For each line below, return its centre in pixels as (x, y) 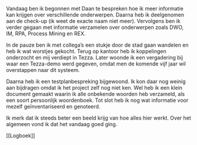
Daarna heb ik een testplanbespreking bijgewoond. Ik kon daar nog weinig (96, 81)
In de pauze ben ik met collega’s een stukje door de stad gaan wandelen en (98, 45)
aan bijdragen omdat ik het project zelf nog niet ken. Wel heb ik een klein (94, 88)
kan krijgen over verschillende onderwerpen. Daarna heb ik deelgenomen (95, 15)
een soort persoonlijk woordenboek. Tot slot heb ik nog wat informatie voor (97, 100)
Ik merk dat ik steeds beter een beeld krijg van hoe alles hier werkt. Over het (98, 118)
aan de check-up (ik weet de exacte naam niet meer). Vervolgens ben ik (93, 21)
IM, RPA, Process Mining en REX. (46, 34)
